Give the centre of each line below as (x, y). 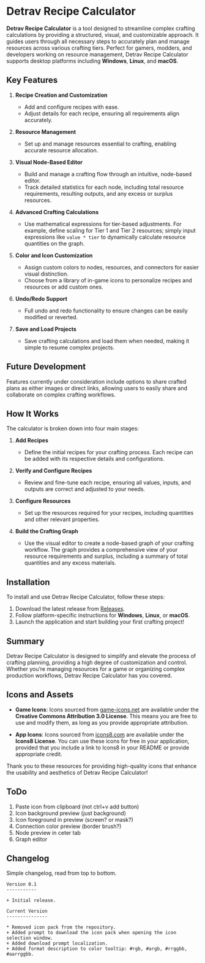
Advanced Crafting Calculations (57, 212)
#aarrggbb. (20, 954)
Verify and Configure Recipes (54, 471)
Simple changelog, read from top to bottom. (61, 873)
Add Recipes (32, 441)
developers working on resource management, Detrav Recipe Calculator (97, 54)
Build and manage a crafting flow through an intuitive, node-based (108, 174)
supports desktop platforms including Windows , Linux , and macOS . (92, 61)
